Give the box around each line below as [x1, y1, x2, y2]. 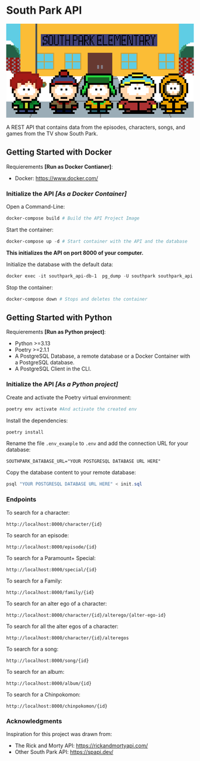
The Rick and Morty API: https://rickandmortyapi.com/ [14, 742, 148, 749]
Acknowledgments [6, 717, 62, 725]
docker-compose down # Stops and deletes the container [6, 296, 148, 302]
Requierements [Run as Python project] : [6, 329, 106, 336]
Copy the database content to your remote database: [6, 469, 136, 476]
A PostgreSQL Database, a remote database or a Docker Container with [14, 352, 190, 360]
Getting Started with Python [6, 313, 112, 323]
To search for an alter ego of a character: [6, 600, 107, 607]
